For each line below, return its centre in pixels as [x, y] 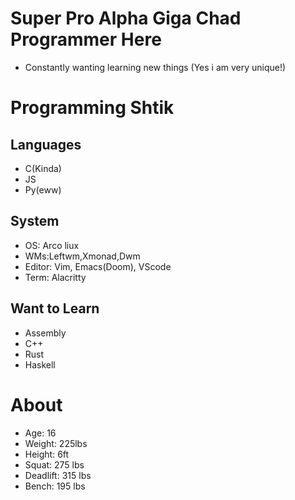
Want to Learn [55, 308]
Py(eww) [43, 189]
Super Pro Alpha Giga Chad [126, 18]
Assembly [45, 333]
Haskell [40, 364]
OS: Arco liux [52, 245]
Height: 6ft [47, 454]
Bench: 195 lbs [55, 486]
